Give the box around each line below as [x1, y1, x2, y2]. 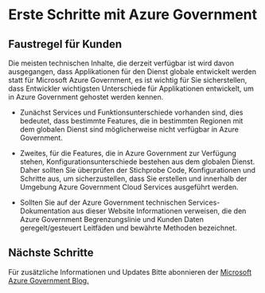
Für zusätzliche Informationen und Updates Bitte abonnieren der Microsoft [8, 267, 252, 276]
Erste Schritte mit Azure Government [8, 6, 258, 24]
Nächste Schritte [8, 246, 94, 260]
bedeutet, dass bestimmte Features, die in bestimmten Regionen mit [19, 116, 244, 125]
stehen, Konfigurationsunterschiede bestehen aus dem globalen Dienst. [19, 157, 255, 166]
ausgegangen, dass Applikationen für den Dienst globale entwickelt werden [8, 67, 257, 76]
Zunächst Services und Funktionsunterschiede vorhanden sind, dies [19, 107, 244, 117]
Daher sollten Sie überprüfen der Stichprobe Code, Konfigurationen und [19, 166, 256, 174]
